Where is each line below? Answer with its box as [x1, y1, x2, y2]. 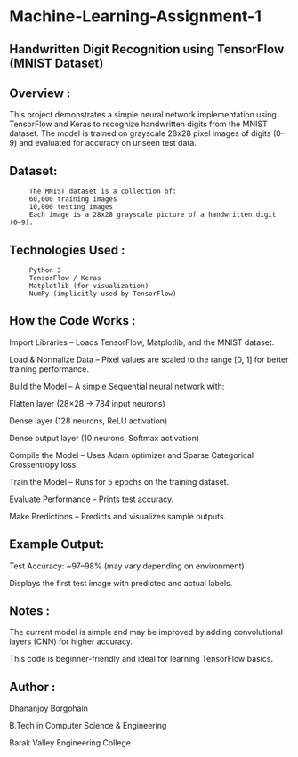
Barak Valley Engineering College [9, 737, 132, 748]
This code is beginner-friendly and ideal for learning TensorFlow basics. [9, 654, 274, 664]
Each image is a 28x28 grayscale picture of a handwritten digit [28, 211, 277, 220]
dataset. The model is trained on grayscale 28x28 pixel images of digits [9, 128, 271, 139]
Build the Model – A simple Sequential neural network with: [9, 381, 225, 391]
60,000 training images [28, 195, 117, 204]
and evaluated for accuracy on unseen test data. [19, 138, 197, 149]
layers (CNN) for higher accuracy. [9, 636, 133, 647]
